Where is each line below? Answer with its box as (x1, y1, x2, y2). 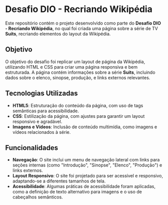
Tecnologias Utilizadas (5, 89, 78, 98)
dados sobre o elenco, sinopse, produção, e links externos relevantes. (5, 74, 150, 81)
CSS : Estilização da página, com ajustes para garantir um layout (12, 113, 145, 119)
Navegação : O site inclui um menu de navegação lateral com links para (12, 157, 160, 163)
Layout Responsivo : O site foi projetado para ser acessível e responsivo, (12, 173, 163, 179)
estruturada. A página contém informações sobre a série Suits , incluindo (5, 69, 155, 75)
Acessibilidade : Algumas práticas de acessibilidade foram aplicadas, (12, 183, 155, 189)
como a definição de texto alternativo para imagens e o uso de (12, 189, 142, 195)
